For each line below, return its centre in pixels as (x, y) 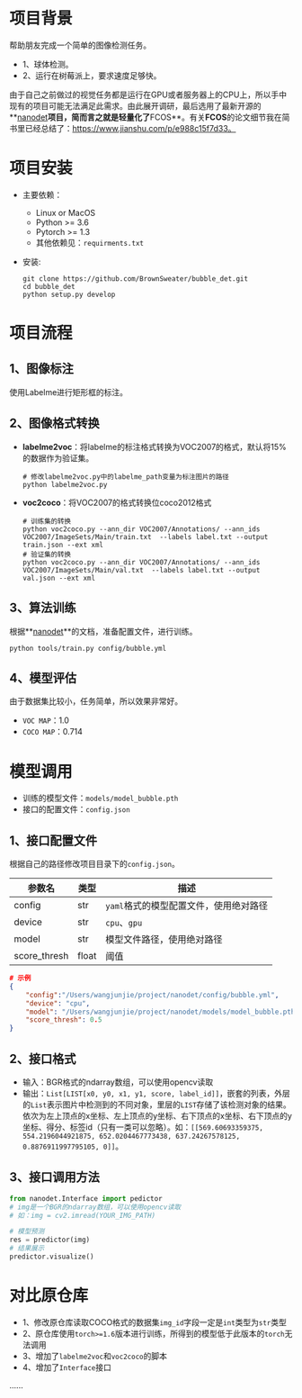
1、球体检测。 (48, 64)
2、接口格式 (43, 1059)
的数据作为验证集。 (58, 458)
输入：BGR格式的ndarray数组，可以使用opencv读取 (118, 1082)
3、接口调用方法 (55, 1177)
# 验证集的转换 (47, 555)
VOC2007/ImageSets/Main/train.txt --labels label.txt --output (145, 537)
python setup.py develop (69, 294)
